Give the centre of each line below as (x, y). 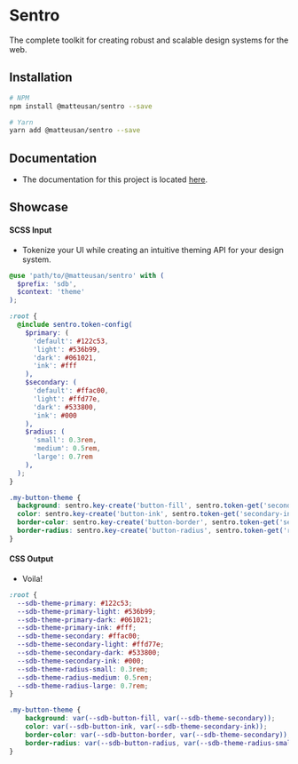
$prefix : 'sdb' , (47, 284)
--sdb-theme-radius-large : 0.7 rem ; (83, 686)
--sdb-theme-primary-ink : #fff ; (77, 628)
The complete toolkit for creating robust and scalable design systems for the (149, 40)
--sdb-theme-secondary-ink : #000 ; (81, 661)
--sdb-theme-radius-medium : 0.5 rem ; (85, 677)
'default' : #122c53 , (71, 341)
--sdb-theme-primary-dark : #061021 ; (85, 620)
